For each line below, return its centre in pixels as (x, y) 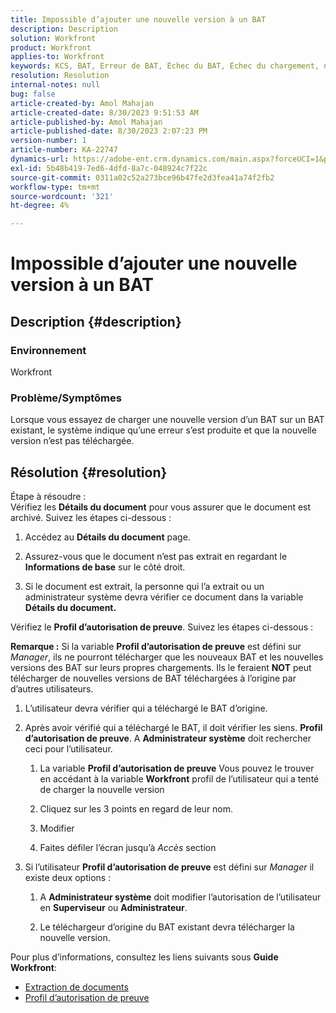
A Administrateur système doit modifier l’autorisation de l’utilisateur (180, 897)
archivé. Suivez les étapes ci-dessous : (91, 518)
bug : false (33, 94)
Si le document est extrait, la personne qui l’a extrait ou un (144, 587)
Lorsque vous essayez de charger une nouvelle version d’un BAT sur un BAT (167, 420)
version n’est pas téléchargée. (72, 441)
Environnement (48, 350)
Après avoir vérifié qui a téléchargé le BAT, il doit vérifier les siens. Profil (173, 728)
